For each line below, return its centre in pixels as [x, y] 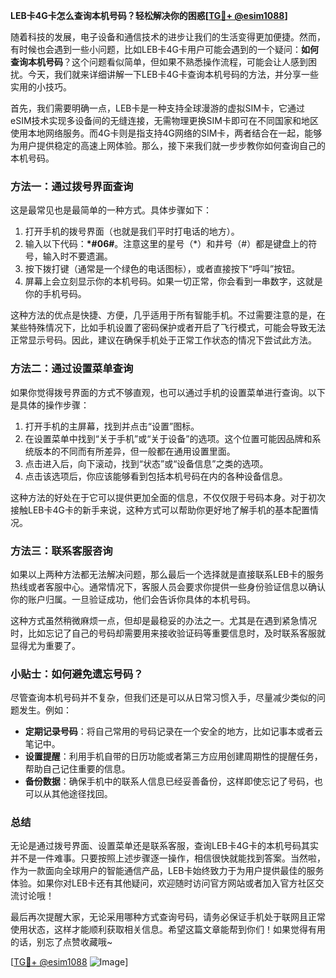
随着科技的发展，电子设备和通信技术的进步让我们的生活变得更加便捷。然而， [168, 37]
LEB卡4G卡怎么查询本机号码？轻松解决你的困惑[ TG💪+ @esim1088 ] [149, 15]
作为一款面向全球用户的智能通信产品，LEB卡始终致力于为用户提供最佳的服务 [167, 871]
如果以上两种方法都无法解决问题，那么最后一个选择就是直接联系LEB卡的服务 [167, 574]
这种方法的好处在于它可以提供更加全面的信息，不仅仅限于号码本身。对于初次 [168, 497]
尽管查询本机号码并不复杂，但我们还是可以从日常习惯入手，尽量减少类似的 [163, 698]
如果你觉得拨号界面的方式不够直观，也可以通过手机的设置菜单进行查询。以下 [168, 392]
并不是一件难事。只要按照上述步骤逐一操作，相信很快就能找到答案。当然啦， [168, 858]
